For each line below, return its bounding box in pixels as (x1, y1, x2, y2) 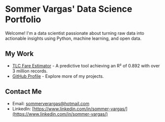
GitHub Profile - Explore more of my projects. (12, 73, 104, 79)
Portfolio (5, 14, 41, 25)
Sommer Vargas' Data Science (5, 3, 132, 15)
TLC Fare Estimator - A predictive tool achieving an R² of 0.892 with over (12, 62, 160, 68)
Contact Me (5, 88, 42, 96)
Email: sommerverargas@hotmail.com (12, 100, 90, 106)
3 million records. (12, 68, 48, 74)
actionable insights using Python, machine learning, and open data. (5, 35, 142, 41)
